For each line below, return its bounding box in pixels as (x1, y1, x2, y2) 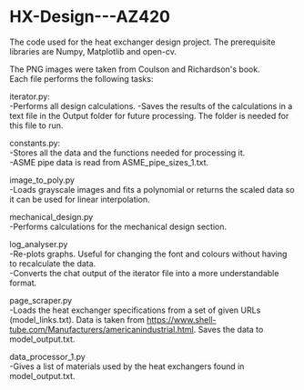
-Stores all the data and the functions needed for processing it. (9, 147, 246, 158)
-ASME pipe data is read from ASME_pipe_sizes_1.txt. (9, 156, 209, 167)
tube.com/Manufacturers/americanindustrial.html (9, 324, 194, 335)
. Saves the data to (193, 324, 264, 335)
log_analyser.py (9, 238, 68, 249)
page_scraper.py (9, 295, 73, 305)
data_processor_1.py (9, 351, 86, 362)
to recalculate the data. (9, 257, 96, 269)
